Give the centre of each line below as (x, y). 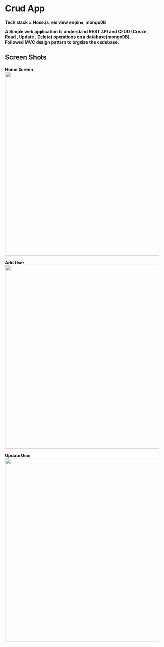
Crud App (25, 9)
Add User (15, 262)
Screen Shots (26, 58)
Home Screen (19, 69)
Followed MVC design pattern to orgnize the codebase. (62, 42)
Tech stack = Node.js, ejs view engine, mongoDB (56, 22)
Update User (18, 455)
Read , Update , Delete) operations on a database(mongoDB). (68, 37)
